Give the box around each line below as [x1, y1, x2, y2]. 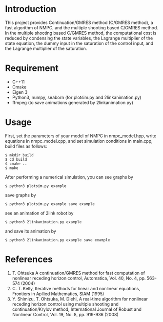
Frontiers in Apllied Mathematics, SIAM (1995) [12, 291, 104, 297]
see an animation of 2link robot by [5, 210, 74, 216]
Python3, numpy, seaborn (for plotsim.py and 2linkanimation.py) [12, 94, 142, 100]
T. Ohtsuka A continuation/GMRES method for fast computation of [12, 270, 145, 276]
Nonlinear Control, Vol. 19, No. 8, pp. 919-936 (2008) [12, 311, 119, 317]
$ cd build [5, 157, 27, 162]
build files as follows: [5, 143, 47, 149]
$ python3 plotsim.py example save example [5, 201, 95, 206]
